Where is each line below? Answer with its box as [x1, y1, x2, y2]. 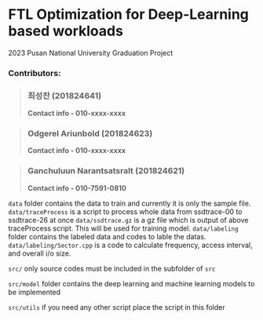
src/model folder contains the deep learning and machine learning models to [8, 278, 255, 288]
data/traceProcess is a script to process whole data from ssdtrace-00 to [8, 206, 243, 216]
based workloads [8, 22, 124, 40]
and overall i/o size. [8, 249, 71, 258]
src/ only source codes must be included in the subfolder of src [8, 264, 216, 273]
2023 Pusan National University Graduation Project [8, 48, 174, 57]
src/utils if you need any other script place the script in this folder [8, 302, 225, 311]
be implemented [8, 287, 61, 296]
